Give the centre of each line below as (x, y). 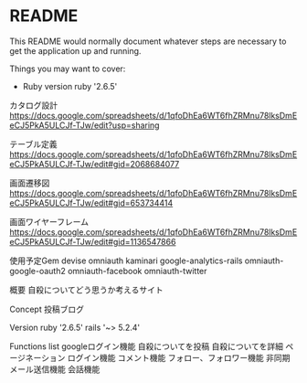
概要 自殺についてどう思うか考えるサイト (87, 290)
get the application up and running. (75, 50)
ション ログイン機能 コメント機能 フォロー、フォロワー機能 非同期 (165, 357)
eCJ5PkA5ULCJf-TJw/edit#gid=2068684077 (95, 164)
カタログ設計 (33, 105)
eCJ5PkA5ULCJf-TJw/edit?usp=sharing (85, 125)
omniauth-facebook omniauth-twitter (137, 271)
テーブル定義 (33, 144)
